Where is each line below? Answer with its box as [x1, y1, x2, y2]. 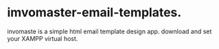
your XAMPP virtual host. [7, 34, 78, 42]
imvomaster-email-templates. [7, 5, 182, 20]
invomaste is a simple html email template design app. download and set [7, 27, 212, 35]
